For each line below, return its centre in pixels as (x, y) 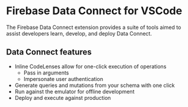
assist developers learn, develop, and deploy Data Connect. (79, 33)
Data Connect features (49, 52)
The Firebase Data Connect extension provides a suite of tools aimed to (94, 27)
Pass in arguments (46, 73)
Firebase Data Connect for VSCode (94, 11)
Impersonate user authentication (63, 79)
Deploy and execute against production (63, 98)
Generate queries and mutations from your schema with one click (95, 85)
